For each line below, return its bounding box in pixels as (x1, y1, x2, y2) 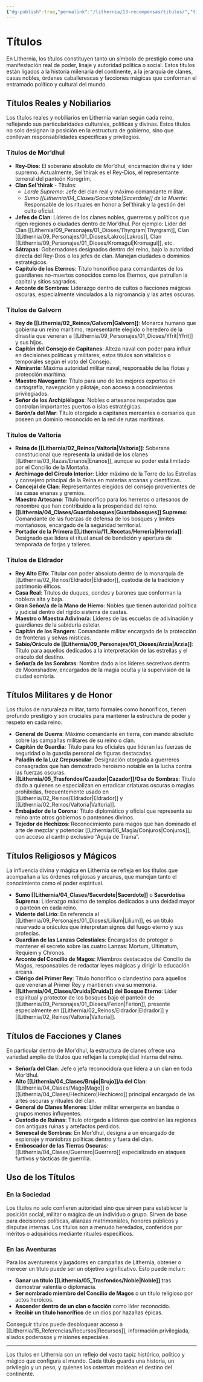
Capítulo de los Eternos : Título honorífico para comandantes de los (14, 265, 184, 272)
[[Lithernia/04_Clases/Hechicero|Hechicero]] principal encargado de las (14, 1091, 195, 1097)
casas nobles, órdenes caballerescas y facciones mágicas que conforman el (6, 74, 197, 82)
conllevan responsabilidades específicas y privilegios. (6, 134, 141, 141)
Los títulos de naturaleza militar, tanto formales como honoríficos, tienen (6, 706, 187, 713)
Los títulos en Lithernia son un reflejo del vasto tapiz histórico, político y (6, 1351, 185, 1358)
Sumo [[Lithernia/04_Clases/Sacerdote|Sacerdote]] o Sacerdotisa (14, 891, 185, 899)
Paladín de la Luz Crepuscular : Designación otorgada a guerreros (14, 756, 180, 763)
